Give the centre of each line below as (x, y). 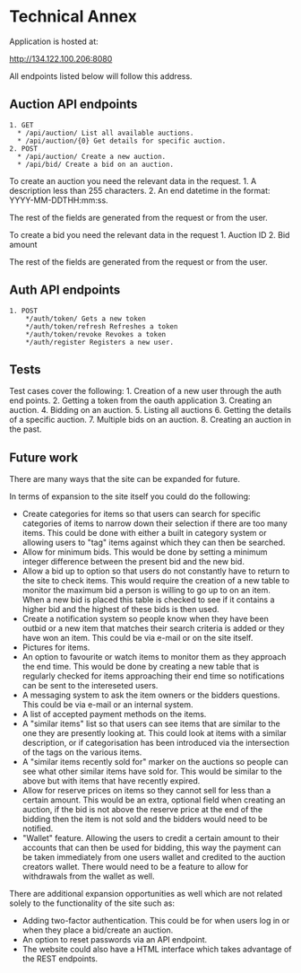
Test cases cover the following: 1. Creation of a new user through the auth (146, 391)
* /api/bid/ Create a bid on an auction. (96, 164)
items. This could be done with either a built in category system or (144, 533)
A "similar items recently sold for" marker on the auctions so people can (155, 762)
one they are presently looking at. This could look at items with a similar (154, 733)
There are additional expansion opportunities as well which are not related (146, 894)
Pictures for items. (56, 647)
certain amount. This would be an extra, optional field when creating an (154, 800)
